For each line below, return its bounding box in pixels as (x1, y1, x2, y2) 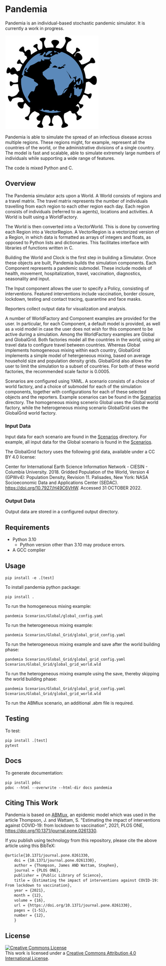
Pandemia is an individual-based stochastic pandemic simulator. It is (5, 20, 145, 26)
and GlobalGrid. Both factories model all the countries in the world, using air (5, 336, 161, 343)
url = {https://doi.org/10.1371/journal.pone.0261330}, (14, 903, 133, 908)
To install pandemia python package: (5, 584, 81, 590)
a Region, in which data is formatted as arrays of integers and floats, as (5, 234, 151, 240)
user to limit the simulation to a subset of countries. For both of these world (5, 363, 160, 369)
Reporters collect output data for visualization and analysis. (5, 306, 127, 312)
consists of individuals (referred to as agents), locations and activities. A (5, 208, 153, 214)
